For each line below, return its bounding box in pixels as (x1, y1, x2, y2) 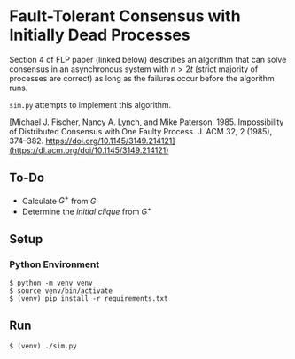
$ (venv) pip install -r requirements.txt (9, 294, 168, 302)
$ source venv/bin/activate (9, 286, 113, 295)
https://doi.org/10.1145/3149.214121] (45, 135, 175, 146)
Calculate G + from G (21, 194, 97, 206)
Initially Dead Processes (9, 25, 190, 45)
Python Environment (9, 258, 100, 271)
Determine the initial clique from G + (21, 205, 152, 218)
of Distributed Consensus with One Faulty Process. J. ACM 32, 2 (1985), (9, 126, 273, 136)
